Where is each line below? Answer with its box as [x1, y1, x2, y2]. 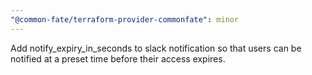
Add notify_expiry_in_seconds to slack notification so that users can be [10, 42, 302, 54]
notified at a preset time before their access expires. [10, 52, 226, 65]
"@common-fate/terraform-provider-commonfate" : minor [10, 14, 240, 25]
